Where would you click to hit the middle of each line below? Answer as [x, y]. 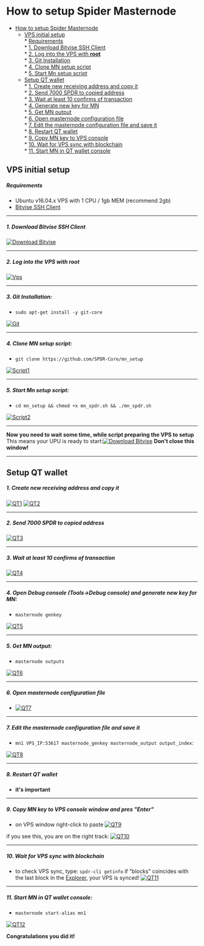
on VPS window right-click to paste [59, 824]
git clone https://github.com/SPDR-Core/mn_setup [79, 359]
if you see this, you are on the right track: [58, 837]
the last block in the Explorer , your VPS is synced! [77, 878]
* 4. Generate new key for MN [62, 105]
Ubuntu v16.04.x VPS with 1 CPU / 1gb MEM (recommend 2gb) [93, 201]
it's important [32, 790]
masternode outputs [40, 662]
